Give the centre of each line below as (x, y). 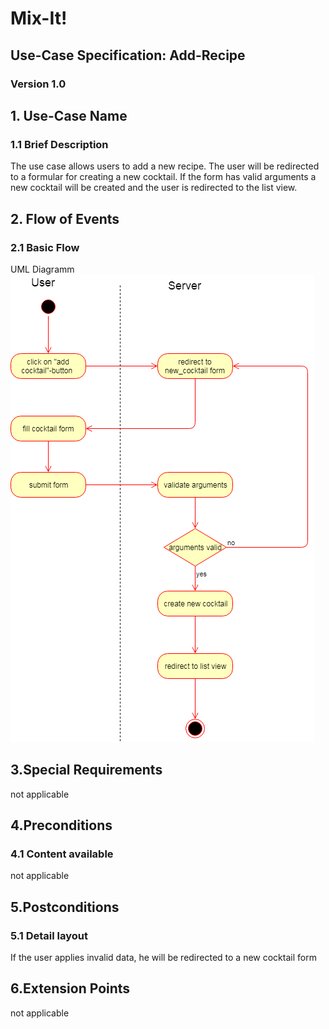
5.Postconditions (65, 907)
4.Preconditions (61, 825)
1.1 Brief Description (59, 144)
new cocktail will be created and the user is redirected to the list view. (154, 188)
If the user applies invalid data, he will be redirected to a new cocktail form (163, 958)
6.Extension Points (70, 988)
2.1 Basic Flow (45, 247)
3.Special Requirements (86, 770)
